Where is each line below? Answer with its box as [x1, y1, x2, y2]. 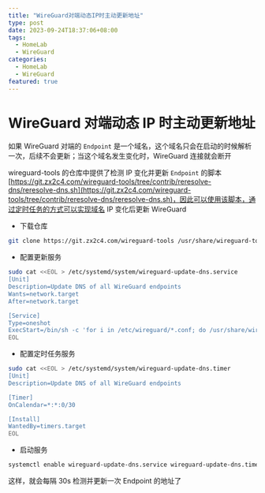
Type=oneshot [8, 319, 51, 327]
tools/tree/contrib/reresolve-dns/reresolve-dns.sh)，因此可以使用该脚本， [8, 195, 249, 204]
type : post [8, 19, 44, 27]
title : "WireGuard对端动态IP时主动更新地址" [8, 11, 144, 20]
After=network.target [8, 297, 80, 305]
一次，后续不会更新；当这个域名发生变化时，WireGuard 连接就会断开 [8, 151, 232, 161]
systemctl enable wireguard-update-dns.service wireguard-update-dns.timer [8, 461, 263, 469]
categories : [8, 56, 47, 64]
